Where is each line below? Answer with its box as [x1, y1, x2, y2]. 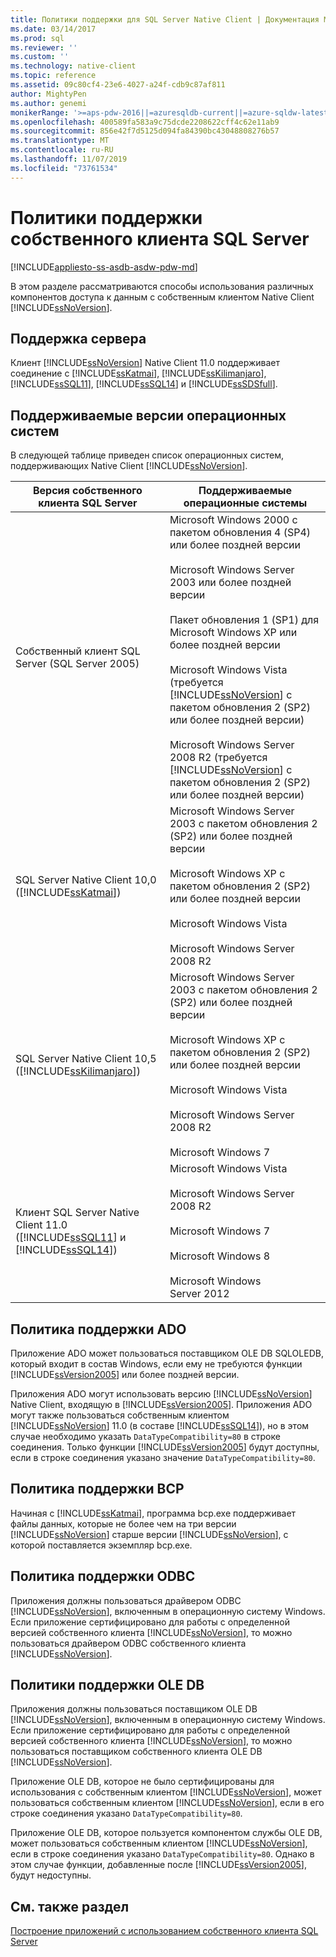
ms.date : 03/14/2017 [10, 24, 97, 34]
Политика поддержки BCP [10, 1481, 185, 1498]
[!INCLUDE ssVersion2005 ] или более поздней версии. [10, 1369, 240, 1380]
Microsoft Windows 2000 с [169, 513, 298, 527]
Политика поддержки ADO [10, 1321, 187, 1338]
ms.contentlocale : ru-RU [10, 145, 114, 155]
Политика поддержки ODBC [10, 1568, 196, 1585]
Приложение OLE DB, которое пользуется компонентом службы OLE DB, [10, 1827, 323, 1839]
